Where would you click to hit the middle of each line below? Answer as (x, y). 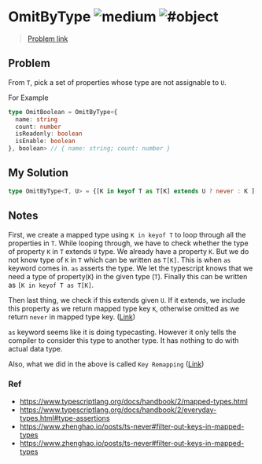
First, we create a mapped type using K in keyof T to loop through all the (127, 234)
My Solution (39, 173)
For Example (28, 98)
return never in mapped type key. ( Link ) (72, 317)
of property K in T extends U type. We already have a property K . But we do (129, 251)
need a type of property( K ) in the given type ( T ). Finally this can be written (128, 276)
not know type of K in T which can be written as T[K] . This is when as (120, 260)
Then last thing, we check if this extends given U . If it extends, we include (127, 300)
